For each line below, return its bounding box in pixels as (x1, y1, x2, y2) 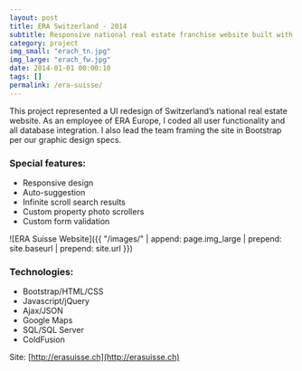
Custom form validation (22, 215, 110, 226)
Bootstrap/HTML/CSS (22, 286, 104, 297)
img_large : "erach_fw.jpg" (9, 55, 111, 64)
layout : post (9, 13, 59, 23)
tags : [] (9, 72, 42, 81)
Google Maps (22, 315, 73, 326)
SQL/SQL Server (22, 325, 84, 336)
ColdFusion (22, 334, 65, 345)
